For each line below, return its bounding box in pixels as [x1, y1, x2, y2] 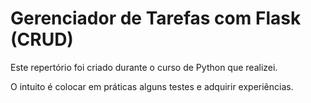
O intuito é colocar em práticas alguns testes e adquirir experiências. [10, 80, 294, 92]
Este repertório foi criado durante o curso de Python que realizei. [10, 61, 278, 73]
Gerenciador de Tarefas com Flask [10, 7, 302, 30]
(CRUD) [10, 28, 74, 51]
